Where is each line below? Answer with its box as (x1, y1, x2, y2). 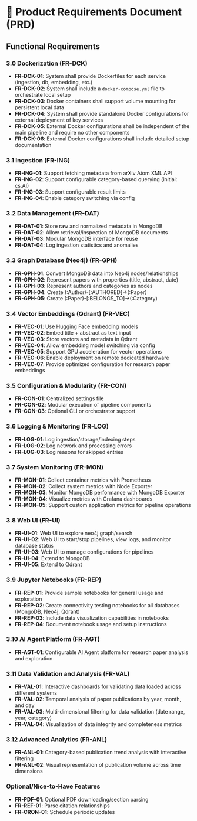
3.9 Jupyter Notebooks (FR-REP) (6, 575, 102, 584)
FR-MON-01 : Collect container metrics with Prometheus (14, 476, 151, 483)
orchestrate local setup (14, 91, 71, 98)
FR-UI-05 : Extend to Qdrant (14, 561, 82, 568)
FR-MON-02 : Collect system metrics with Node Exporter (14, 482, 153, 489)
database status (14, 542, 54, 549)
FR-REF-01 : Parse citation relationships (14, 802, 110, 809)
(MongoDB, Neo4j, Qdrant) (14, 608, 81, 615)
